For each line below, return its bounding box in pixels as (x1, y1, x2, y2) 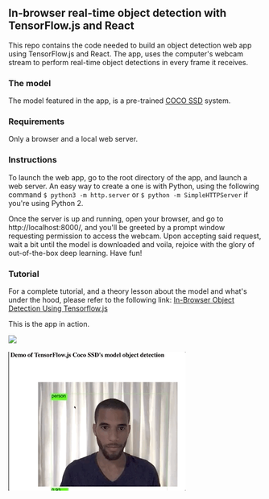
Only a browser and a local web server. (8, 134, 139, 144)
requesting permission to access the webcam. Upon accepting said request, (8, 231, 262, 241)
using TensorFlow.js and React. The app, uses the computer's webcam (8, 48, 244, 59)
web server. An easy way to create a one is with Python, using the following (8, 181, 259, 191)
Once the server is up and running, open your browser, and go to (8, 213, 224, 224)
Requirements (8, 116, 65, 127)
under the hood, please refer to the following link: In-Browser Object (8, 295, 235, 304)
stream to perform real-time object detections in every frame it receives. (8, 57, 248, 67)
